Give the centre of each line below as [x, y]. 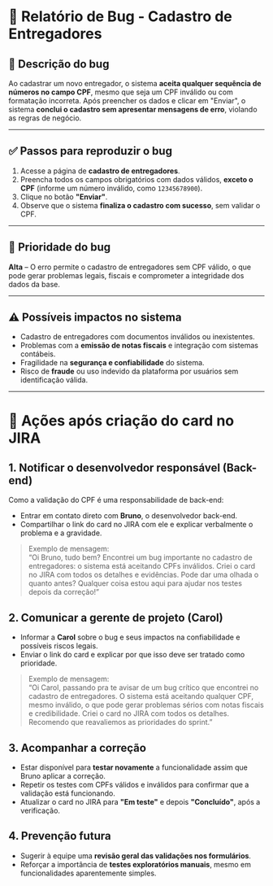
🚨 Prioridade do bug [60, 247]
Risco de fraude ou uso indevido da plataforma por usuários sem [129, 371]
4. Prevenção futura [60, 836]
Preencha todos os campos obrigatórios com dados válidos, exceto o [136, 179]
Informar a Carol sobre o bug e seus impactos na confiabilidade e [130, 637]
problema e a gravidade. [61, 533]
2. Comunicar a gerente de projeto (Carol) [116, 618]
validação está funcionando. [67, 793]
